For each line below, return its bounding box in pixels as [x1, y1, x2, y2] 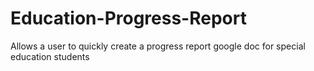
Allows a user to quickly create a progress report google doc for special [10, 40, 306, 52]
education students [10, 50, 90, 62]
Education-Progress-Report [10, 7, 247, 30]
